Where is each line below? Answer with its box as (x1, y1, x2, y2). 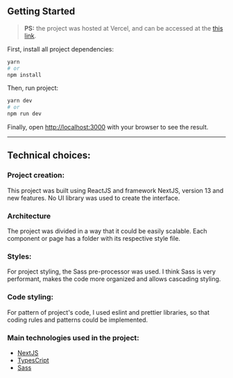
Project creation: (7, 171, 64, 180)
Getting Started (7, 6, 76, 17)
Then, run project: (7, 84, 59, 93)
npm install (7, 71, 42, 79)
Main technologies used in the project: (7, 333, 140, 342)
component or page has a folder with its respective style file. (7, 235, 181, 243)
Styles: (7, 251, 32, 261)
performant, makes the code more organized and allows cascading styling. (7, 275, 221, 283)
